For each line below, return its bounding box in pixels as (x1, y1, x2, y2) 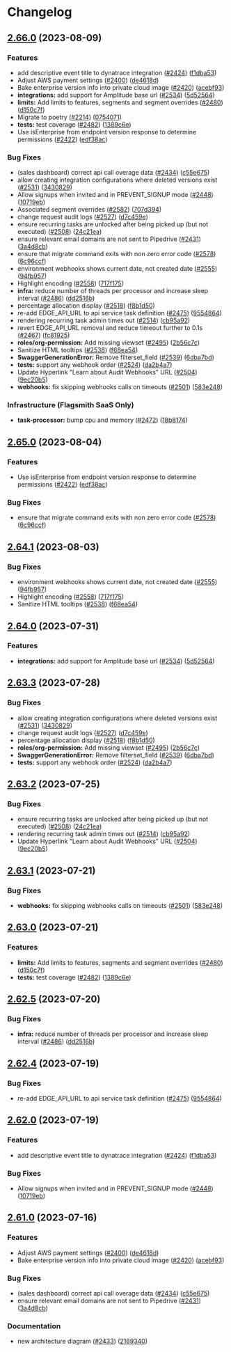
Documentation (7, 1321, 61, 1330)
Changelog (7, 4, 72, 20)
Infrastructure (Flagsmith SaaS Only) (7, 400, 134, 410)
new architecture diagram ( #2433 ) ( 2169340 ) (17, 1337, 148, 1346)
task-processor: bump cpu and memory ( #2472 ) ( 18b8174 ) (17, 416, 188, 425)
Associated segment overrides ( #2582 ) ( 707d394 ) (17, 205, 162, 214)
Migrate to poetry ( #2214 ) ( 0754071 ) (17, 113, 122, 121)
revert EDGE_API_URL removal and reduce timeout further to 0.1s (17, 324, 203, 332)
